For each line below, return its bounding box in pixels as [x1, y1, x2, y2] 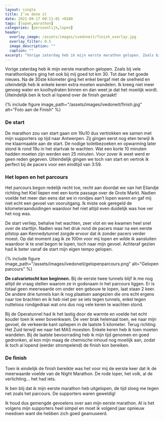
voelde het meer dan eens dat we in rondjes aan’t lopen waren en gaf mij [5, 195, 152, 201]
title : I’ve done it [5, 12, 47, 17]
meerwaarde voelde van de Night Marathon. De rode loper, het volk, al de [5, 371, 153, 377]
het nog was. [5, 210, 31, 216]
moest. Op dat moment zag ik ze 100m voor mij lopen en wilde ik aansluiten [5, 235, 157, 241]
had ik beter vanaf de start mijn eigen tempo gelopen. [5, 246, 113, 252]
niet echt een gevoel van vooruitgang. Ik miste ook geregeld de [5, 200, 132, 206]
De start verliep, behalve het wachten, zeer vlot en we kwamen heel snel [5, 220, 151, 226]
